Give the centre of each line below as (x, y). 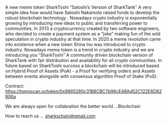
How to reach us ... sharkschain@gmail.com (50, 116)
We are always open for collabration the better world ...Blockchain (73, 106)
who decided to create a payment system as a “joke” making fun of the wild (83, 34)
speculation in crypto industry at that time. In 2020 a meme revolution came (83, 39)
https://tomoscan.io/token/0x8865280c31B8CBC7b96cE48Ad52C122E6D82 (83, 91)
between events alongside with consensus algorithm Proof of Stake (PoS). (82, 76)
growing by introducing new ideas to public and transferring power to (77, 23)
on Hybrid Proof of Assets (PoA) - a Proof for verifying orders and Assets (80, 71)
